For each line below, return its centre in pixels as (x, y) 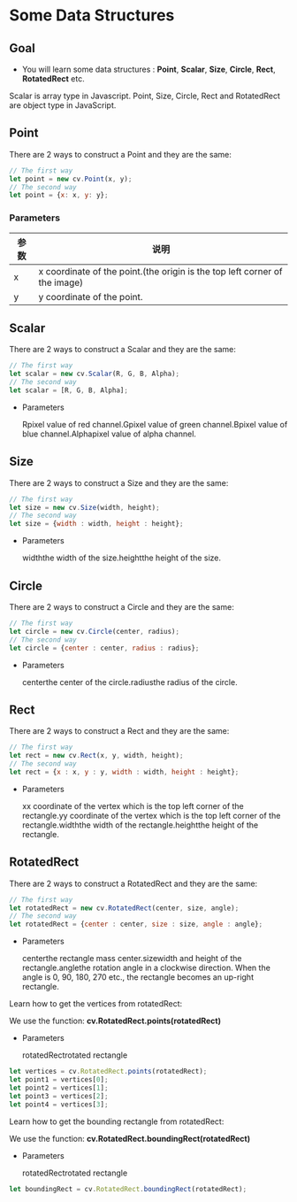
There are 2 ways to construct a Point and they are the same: (120, 154)
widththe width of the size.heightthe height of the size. (122, 558)
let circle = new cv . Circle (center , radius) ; (94, 631)
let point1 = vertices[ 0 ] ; (59, 1080)
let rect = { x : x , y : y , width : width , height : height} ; (124, 772)
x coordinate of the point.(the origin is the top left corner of (160, 271)
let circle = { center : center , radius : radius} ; (104, 648)
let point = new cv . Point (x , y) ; (71, 179)
